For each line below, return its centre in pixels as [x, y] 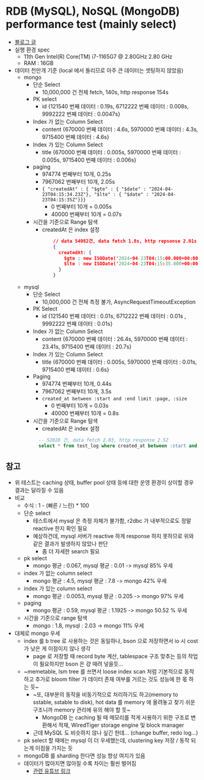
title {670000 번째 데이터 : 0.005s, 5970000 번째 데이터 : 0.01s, [119, 362]
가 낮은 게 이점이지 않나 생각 [57, 648]
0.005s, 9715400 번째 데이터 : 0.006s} [89, 160]
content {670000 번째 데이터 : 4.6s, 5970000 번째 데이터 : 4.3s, [120, 129]
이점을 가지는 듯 [54, 748]
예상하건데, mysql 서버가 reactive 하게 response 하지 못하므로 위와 [113, 536]
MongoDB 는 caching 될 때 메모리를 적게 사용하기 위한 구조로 [116, 717]
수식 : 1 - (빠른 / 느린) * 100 [56, 505]
